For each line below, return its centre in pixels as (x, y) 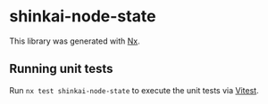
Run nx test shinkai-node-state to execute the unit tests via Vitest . (134, 90)
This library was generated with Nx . (75, 41)
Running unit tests (61, 69)
